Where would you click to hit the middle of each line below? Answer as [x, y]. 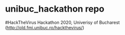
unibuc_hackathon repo [55, 9]
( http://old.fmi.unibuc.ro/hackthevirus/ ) [45, 27]
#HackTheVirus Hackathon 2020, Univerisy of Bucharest [62, 22]
